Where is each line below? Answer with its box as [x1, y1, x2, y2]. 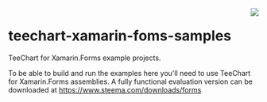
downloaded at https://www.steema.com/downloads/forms [8, 85, 202, 94]
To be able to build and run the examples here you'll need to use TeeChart [8, 68, 251, 77]
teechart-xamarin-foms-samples [8, 27, 232, 45]
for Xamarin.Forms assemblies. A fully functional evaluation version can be [8, 77, 253, 86]
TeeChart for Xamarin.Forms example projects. [8, 53, 161, 62]
